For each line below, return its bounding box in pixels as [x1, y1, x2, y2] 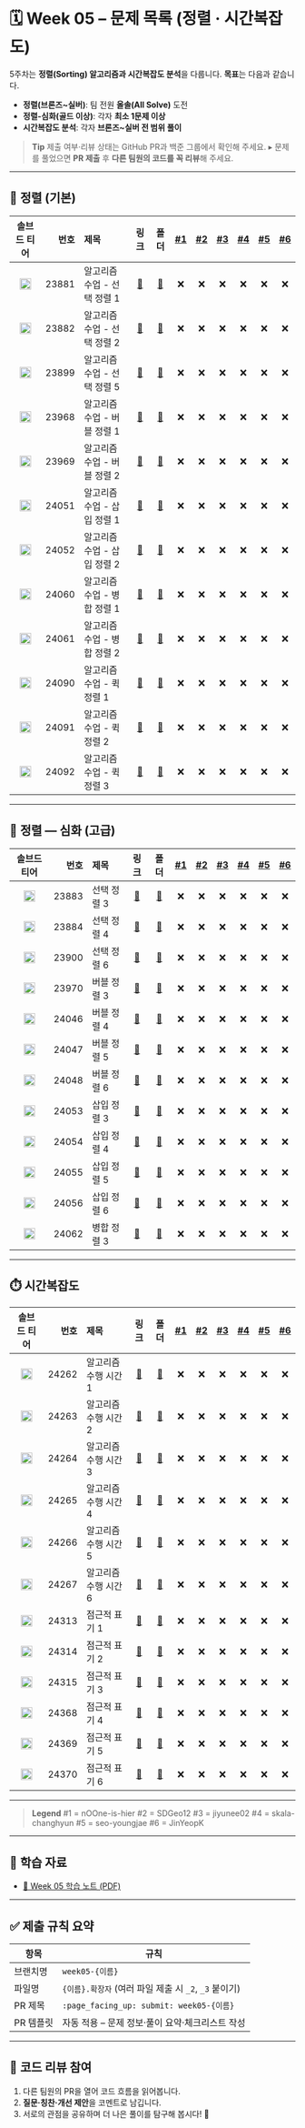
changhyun [31, 1818, 74, 1829]
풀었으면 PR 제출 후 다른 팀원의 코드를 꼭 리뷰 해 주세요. [41, 152, 234, 164]
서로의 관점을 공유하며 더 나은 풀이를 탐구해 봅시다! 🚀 [22, 2108, 210, 2119]
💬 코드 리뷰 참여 [9, 2060, 93, 2075]
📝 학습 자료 [9, 1854, 68, 1870]
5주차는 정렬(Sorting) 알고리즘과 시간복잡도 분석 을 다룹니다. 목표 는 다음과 [9, 68, 271, 79]
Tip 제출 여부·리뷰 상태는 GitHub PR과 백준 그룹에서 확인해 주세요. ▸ [31, 141, 273, 152]
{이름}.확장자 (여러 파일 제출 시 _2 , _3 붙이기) [62, 1982, 241, 1994]
